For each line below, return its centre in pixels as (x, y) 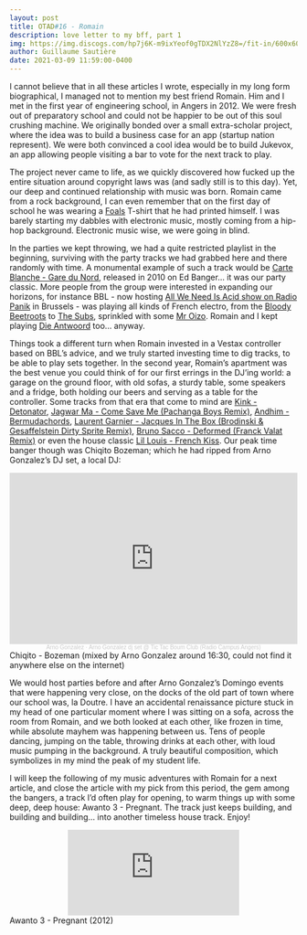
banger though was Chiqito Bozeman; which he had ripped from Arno (140, 450)
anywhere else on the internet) (67, 665)
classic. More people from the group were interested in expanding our (141, 287)
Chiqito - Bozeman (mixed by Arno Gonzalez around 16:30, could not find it (151, 655)
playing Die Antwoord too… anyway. (78, 326)
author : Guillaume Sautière (63, 52)
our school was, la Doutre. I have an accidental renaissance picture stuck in (152, 702)
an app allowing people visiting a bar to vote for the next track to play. (141, 154)
